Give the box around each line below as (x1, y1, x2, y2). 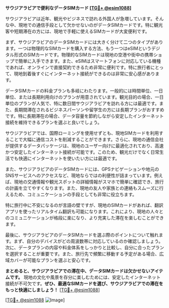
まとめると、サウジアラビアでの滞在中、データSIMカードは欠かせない (5, 268, 150, 274)
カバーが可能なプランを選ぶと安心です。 (9, 257, 93, 263)
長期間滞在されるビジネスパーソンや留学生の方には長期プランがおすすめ (14, 107, 164, 113)
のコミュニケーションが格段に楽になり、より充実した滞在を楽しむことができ (5, 215, 164, 221)
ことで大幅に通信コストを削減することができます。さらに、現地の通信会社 (9, 137, 164, 142)
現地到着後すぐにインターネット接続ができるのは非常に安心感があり (14, 71, 155, 76)
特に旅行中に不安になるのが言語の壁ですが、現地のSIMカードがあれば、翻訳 (5, 202, 164, 208)
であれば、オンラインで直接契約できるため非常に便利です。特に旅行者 (5, 64, 151, 70)
